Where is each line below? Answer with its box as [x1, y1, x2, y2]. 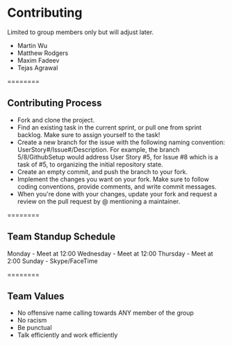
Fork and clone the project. [17, 116, 95, 124]
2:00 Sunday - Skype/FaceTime [7, 256, 99, 265]
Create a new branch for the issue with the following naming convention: [17, 138, 226, 146]
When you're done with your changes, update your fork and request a [17, 189, 217, 198]
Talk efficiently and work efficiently [17, 331, 118, 339]
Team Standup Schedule [7, 231, 116, 243]
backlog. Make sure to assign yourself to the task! [17, 130, 160, 139]
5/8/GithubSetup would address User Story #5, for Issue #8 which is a [17, 152, 219, 161]
